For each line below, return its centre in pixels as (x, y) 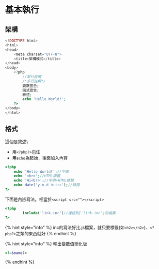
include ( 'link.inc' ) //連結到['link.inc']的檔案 (69, 213)
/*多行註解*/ (34, 81)
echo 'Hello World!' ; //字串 (41, 172)
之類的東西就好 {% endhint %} (46, 233)
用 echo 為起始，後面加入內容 (40, 158)
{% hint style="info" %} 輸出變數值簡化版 (46, 244)
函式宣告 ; (31, 90)
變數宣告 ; (31, 86)
